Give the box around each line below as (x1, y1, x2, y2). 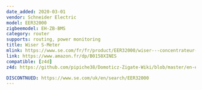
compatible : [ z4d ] (6, 58, 52, 64)
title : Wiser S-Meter (6, 42, 61, 48)
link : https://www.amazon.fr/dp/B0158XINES (6, 53, 117, 59)
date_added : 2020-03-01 (6, 8, 66, 15)
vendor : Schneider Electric (6, 14, 77, 20)
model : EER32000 (6, 20, 47, 26)
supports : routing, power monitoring (6, 36, 101, 42)
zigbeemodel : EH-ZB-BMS (6, 25, 66, 32)
